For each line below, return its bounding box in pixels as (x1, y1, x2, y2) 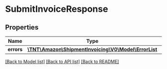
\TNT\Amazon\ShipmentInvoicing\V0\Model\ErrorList (27, 46, 158, 53)
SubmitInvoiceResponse (5, 3, 108, 15)
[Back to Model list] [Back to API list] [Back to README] (5, 59, 119, 65)
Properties (5, 23, 39, 32)
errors (7, 46, 23, 53)
